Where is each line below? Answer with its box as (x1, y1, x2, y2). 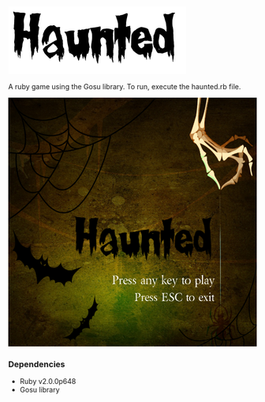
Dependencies (8, 359, 65, 370)
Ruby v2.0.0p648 (19, 377, 77, 386)
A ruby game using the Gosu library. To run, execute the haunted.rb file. (8, 82, 241, 91)
